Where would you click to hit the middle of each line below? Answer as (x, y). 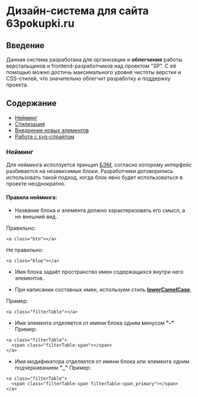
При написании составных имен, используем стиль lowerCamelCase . (103, 290)
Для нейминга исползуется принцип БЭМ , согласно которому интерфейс (99, 165)
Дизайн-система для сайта (77, 11)
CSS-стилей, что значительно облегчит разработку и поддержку (88, 79)
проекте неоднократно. (36, 184)
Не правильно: (25, 250)
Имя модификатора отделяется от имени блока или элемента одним (102, 361)
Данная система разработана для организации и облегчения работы (94, 60)
